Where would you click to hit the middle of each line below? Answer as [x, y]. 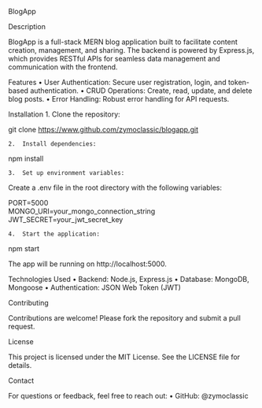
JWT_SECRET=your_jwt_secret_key [66, 219]
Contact [21, 380]
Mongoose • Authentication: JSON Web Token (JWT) [94, 287]
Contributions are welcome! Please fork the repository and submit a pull [125, 318]
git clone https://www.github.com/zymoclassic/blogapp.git [103, 130]
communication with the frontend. [63, 67]
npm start [24, 249]
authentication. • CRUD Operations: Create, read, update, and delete [141, 91]
